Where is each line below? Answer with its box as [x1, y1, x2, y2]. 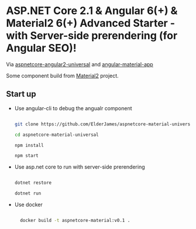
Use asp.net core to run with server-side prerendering [14, 163, 145, 170]
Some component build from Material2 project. [6, 72, 119, 79]
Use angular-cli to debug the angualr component [14, 104, 133, 112]
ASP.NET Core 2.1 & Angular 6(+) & [6, 4, 178, 18]
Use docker [14, 201, 43, 208]
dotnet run [14, 190, 42, 197]
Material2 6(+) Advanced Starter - [6, 16, 176, 30]
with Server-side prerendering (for [6, 29, 178, 42]
